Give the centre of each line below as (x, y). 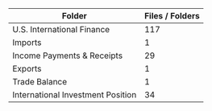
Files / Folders (172, 16)
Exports (27, 69)
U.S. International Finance (61, 29)
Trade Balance (40, 82)
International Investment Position (75, 95)
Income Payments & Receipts (68, 55)
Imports (27, 42)
